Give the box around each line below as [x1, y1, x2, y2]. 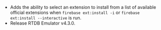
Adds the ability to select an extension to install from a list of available [10, 4, 156, 10]
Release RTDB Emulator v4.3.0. [10, 20, 75, 26]
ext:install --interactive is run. [10, 15, 82, 20]
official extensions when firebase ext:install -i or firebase [10, 9, 140, 15]
